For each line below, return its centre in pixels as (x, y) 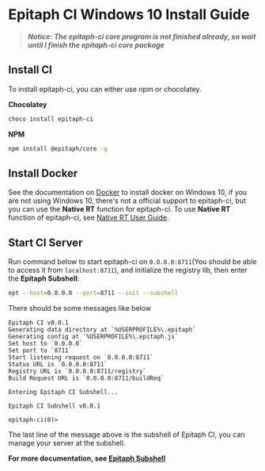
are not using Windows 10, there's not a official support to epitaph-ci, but (127, 201)
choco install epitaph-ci (51, 119)
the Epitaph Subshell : (44, 278)
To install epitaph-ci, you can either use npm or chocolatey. (105, 89)
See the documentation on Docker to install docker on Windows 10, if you (128, 193)
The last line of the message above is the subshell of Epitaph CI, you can (127, 435)
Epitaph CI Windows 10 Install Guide (129, 15)
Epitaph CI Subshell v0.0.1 (55, 406)
